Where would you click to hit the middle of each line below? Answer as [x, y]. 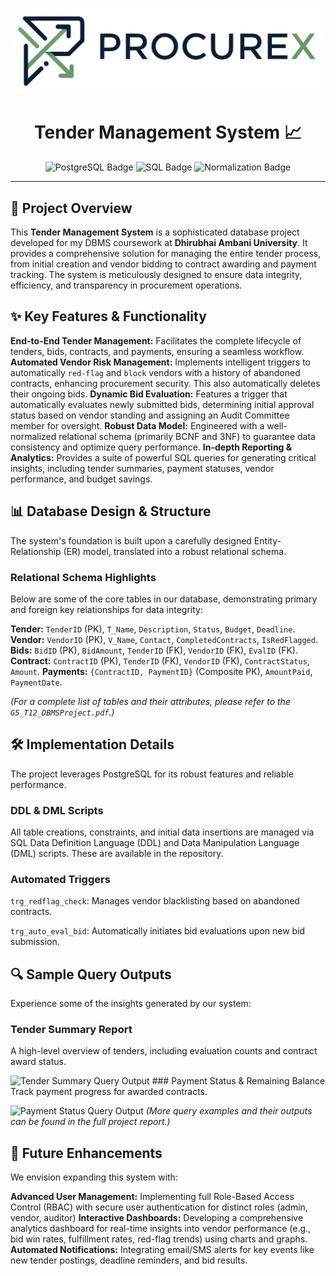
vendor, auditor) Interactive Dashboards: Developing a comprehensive [157, 1218]
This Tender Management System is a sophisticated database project [155, 232]
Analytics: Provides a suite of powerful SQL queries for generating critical [163, 457]
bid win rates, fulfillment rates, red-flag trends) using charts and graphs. [159, 1239]
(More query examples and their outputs [229, 1111]
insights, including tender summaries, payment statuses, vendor [142, 468]
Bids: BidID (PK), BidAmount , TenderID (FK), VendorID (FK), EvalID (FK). [154, 650]
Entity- [267, 540]
